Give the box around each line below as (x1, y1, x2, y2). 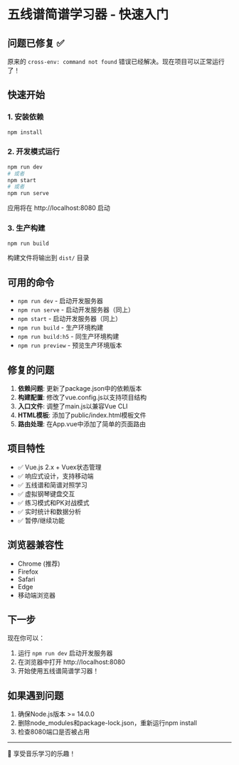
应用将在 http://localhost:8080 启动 (7, 204, 110, 212)
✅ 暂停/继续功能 (17, 516, 65, 524)
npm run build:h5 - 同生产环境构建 (17, 332, 119, 341)
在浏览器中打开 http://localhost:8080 (17, 658, 126, 666)
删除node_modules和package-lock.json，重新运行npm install (17, 719, 198, 727)
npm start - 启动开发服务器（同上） (17, 315, 122, 323)
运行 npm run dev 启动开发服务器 (17, 649, 113, 658)
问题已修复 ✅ (7, 37, 65, 49)
